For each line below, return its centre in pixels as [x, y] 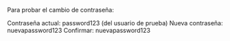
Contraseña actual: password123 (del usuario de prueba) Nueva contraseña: [115, 23]
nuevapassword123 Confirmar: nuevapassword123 [79, 30]
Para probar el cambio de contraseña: [61, 10]
